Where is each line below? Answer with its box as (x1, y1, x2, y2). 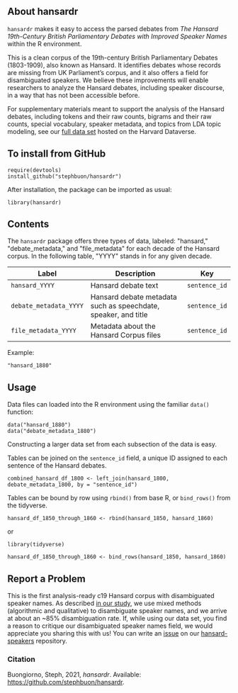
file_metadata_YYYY (11, 327, 76, 335)
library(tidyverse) (7, 541, 65, 548)
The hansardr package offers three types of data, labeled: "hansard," (7, 237, 208, 245)
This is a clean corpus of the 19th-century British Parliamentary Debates (7, 53, 218, 62)
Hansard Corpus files (90, 330, 161, 340)
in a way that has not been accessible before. (7, 91, 140, 99)
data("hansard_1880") (7, 422, 72, 429)
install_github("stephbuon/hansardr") (7, 173, 122, 180)
